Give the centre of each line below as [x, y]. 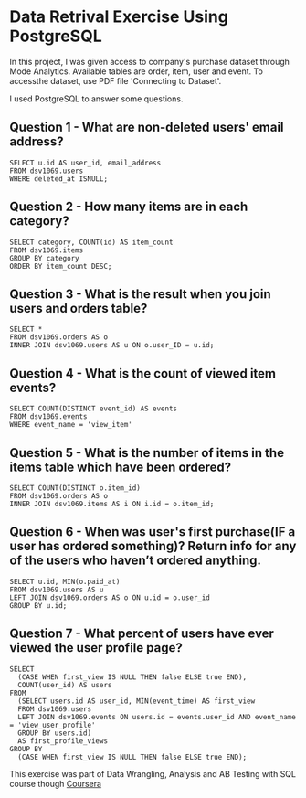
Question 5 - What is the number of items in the [147, 453]
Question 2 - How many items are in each [129, 207]
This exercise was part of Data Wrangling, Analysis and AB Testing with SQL [153, 773]
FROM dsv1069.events [49, 417]
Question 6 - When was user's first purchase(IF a [153, 532]
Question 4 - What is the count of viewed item [143, 373]
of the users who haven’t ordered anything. [136, 561]
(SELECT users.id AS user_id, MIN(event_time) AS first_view [137, 701]
